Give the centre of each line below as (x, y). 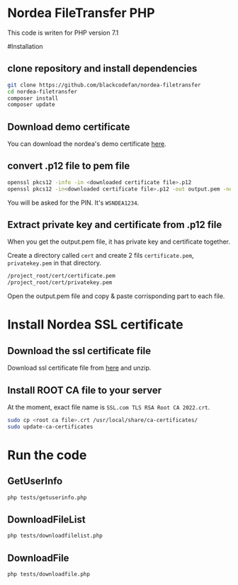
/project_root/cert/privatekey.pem (60, 283)
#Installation (25, 46)
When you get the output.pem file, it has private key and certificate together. (119, 242)
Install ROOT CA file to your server (85, 390)
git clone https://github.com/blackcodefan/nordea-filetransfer (104, 85)
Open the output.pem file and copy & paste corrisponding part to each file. (116, 296)
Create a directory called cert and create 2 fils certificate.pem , (101, 256)
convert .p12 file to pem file (69, 166)
